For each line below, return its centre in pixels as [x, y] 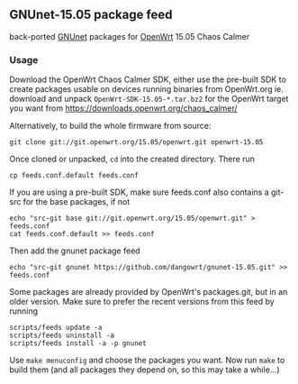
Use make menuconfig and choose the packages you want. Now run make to [147, 361]
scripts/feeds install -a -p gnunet [78, 343]
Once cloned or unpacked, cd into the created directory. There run [132, 159]
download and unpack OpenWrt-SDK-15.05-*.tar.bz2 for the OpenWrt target [149, 99]
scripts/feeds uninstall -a [62, 336]
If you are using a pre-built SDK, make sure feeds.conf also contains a [140, 192]
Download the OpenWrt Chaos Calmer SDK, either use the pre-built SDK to [148, 79]
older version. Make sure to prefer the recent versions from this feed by [142, 302]
